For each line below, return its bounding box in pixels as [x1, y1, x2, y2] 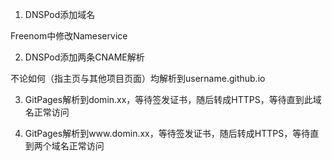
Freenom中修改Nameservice [10, 30, 128, 42]
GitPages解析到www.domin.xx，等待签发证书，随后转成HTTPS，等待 [24, 128, 311, 139]
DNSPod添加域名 [24, 9, 96, 20]
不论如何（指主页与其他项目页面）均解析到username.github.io [10, 73, 266, 84]
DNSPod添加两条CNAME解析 [24, 51, 145, 63]
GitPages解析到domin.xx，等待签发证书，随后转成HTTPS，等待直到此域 [24, 94, 322, 105]
